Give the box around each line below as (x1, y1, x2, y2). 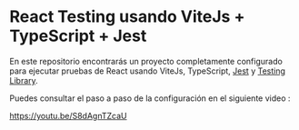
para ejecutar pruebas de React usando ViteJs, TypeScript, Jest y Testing (9, 65, 286, 76)
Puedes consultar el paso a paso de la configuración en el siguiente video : (9, 93, 291, 104)
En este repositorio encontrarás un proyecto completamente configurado (9, 55, 284, 66)
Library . (9, 75, 38, 85)
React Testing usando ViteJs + (9, 6, 245, 27)
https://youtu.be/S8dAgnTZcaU (9, 110, 127, 121)
